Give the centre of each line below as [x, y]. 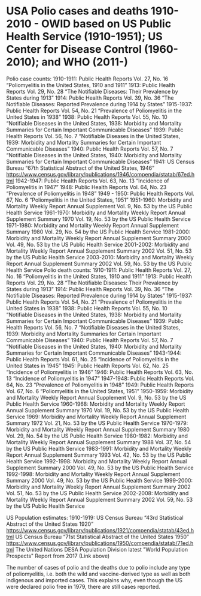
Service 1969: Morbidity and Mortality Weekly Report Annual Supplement [96, 417]
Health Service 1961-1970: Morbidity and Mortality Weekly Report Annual [96, 212]
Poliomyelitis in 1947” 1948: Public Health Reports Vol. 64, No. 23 [86, 187]
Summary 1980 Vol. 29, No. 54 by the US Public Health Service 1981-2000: [98, 232]
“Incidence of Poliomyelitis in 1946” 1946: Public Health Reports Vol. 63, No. [100, 372]
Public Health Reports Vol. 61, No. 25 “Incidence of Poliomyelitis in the [92, 359]
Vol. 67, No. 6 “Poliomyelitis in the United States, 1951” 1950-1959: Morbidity [100, 391]
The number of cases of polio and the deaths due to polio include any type [98, 567]
